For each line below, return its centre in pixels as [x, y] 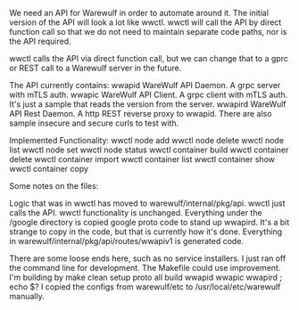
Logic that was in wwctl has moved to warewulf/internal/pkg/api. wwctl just [147, 203]
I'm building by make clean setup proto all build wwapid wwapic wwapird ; [146, 277]
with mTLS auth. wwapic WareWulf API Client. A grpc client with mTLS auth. [149, 94]
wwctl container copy [49, 169]
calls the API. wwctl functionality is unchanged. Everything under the [136, 212]
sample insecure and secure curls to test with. [94, 123]
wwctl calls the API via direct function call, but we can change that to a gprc [149, 58]
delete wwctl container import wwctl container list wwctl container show [142, 159]
